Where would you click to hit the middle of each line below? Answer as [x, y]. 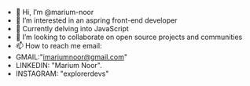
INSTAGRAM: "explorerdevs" [62, 73]
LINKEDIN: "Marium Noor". [59, 65]
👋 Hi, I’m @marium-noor [55, 12]
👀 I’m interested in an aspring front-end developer [96, 20]
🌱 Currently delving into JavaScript [72, 29]
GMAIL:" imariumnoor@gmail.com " [72, 57]
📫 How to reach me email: [59, 46]
